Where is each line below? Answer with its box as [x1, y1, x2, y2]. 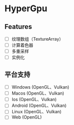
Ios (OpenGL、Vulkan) [11, 97, 57, 102]
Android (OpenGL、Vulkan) [11, 102, 67, 108]
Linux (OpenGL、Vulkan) [11, 109, 62, 115]
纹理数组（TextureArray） [11, 36, 64, 42]
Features [4, 23, 32, 31]
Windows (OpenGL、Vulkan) [11, 84, 70, 90]
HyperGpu [4, 3, 47, 14]
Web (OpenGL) [11, 114, 42, 120]
